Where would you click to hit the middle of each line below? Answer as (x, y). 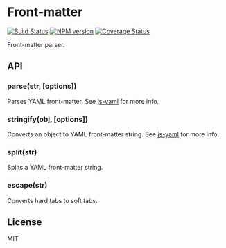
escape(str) (27, 186)
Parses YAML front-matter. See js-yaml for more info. (83, 101)
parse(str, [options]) (42, 86)
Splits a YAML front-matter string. (55, 168)
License (25, 222)
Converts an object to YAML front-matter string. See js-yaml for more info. (113, 134)
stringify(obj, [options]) (47, 119)
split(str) (22, 152)
